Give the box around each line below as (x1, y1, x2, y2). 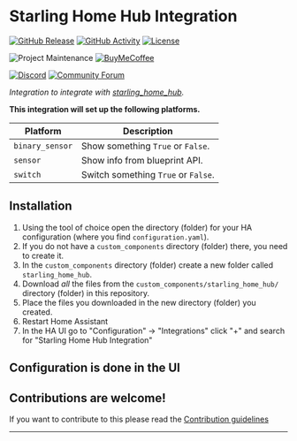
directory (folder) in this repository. (21, 287, 150, 298)
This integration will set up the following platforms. (9, 103, 201, 114)
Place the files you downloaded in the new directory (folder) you (21, 297, 256, 308)
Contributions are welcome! (9, 391, 166, 406)
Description (122, 125, 174, 137)
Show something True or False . (80, 140, 210, 152)
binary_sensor (13, 141, 73, 151)
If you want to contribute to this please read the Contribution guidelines (9, 414, 270, 424)
